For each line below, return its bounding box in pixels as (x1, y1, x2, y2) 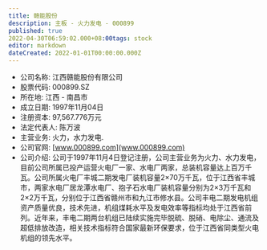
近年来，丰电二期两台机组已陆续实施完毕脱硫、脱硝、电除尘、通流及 (34, 213, 259, 222)
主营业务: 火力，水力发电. (19, 133, 104, 141)
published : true (8, 27, 63, 35)
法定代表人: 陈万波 (19, 122, 81, 132)
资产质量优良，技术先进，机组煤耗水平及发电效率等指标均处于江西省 (19, 203, 245, 212)
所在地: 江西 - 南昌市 (19, 92, 88, 101)
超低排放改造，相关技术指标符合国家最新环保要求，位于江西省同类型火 (19, 223, 253, 232)
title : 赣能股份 (8, 11, 58, 20)
